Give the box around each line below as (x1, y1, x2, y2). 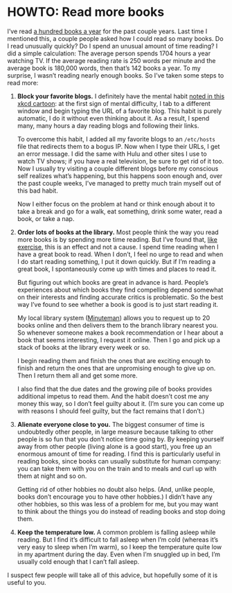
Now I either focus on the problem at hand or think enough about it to (17, 200, 215, 208)
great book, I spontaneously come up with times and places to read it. (17, 265, 217, 273)
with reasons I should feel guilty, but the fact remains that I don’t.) (17, 407, 205, 415)
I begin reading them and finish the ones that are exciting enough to (17, 356, 211, 364)
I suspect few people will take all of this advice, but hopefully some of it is (7, 571, 218, 579)
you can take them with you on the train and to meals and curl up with (17, 464, 217, 472)
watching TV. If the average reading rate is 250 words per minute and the (7, 56, 216, 64)
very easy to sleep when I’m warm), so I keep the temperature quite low (17, 542, 222, 551)
